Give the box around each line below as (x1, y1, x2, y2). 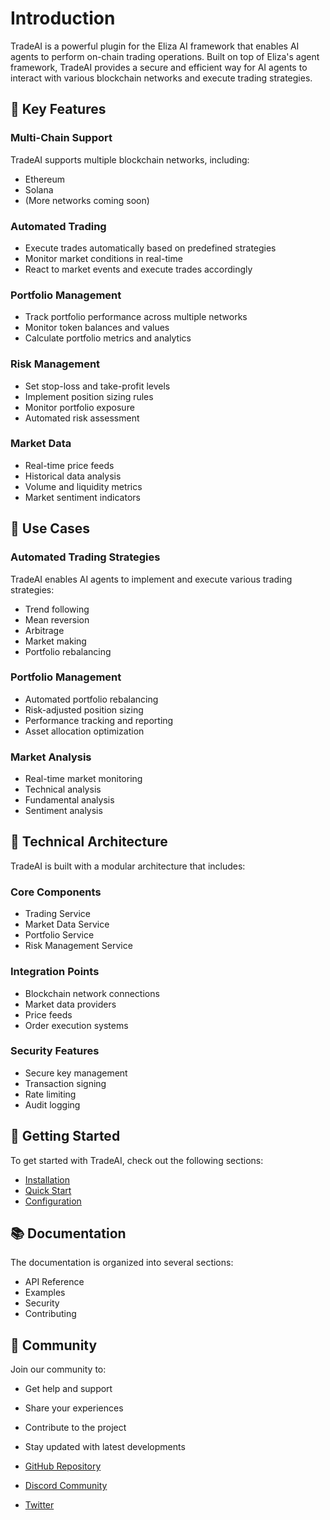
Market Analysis (10, 750, 92, 764)
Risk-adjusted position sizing (24, 703, 144, 716)
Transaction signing (24, 1077, 107, 1089)
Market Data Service (24, 918, 110, 931)
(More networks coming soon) (24, 194, 150, 206)
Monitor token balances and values (24, 322, 170, 334)
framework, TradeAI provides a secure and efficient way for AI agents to (10, 61, 308, 73)
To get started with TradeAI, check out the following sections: (10, 1154, 264, 1166)
